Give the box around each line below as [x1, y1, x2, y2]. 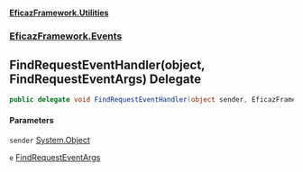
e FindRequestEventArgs [9, 152, 101, 163]
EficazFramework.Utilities [9, 7, 109, 18]
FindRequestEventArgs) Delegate [9, 71, 201, 86]
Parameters [9, 114, 54, 125]
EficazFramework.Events [9, 30, 123, 42]
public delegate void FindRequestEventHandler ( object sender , [9, 95, 248, 104]
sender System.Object [9, 135, 90, 146]
